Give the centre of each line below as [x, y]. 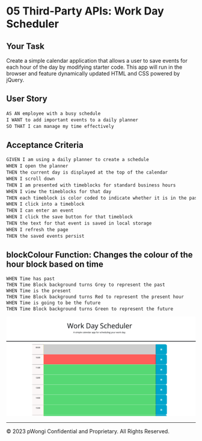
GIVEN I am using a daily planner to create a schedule [78, 160]
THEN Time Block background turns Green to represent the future [90, 309]
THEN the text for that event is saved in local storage [79, 223]
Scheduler [32, 24]
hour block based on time [55, 265]
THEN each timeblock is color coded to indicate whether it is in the [96, 198]
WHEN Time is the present [38, 291]
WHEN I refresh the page [37, 230]
